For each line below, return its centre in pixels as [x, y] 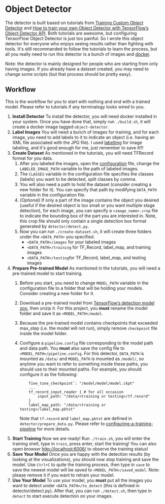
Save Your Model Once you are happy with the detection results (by [81, 454]
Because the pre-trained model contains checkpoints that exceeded [89, 323]
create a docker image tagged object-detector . [61, 127]
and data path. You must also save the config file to [72, 348]
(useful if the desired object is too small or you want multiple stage [87, 205]
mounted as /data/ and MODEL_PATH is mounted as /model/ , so [82, 359]
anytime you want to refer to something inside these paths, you [84, 364]
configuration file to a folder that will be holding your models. [82, 288]
